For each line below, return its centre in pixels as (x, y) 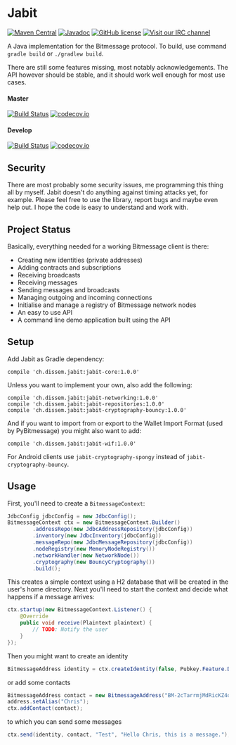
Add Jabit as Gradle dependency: (56, 359)
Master (18, 98)
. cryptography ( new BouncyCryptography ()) (94, 562)
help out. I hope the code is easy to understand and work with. (98, 207)
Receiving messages (47, 282)
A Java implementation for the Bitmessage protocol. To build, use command (117, 46)
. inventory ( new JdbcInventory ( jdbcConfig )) (97, 536)
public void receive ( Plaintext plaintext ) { (86, 623)
